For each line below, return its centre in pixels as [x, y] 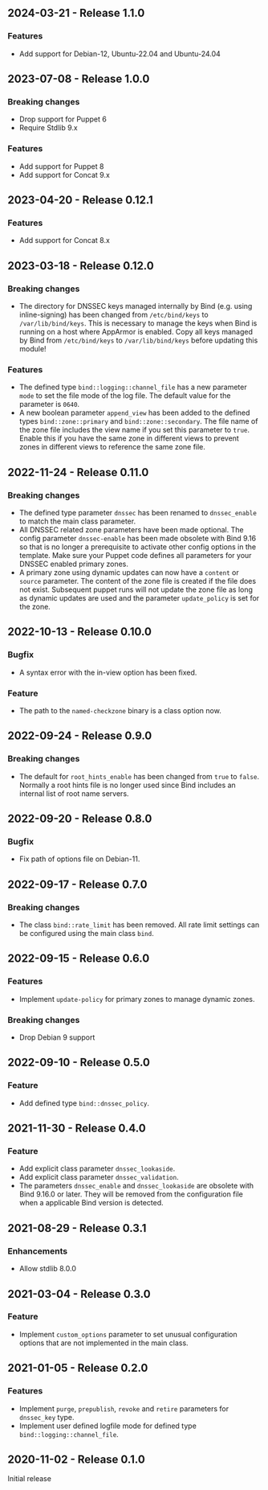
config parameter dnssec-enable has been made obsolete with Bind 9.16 [138, 539]
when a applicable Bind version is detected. [91, 1203]
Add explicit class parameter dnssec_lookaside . [97, 1168]
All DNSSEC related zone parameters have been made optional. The [131, 530]
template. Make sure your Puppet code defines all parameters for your [135, 556]
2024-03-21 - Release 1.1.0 [76, 13]
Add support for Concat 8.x [64, 240]
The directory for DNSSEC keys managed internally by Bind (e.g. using [136, 306]
